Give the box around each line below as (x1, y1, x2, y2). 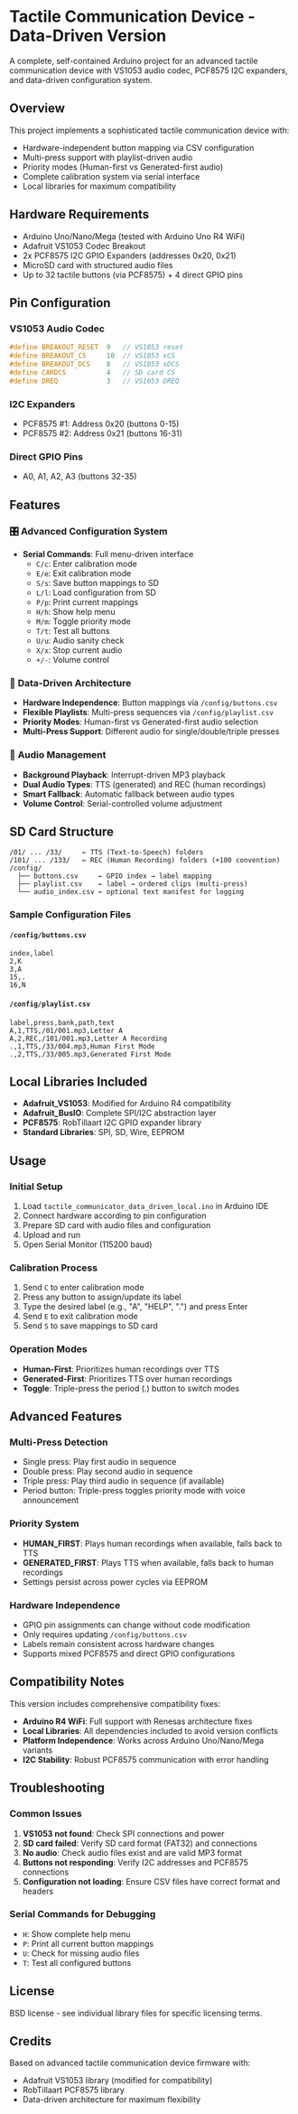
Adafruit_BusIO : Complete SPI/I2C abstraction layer (22, 1108, 217, 1119)
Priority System (9, 1517, 79, 1530)
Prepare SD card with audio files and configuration (22, 1220, 211, 1231)
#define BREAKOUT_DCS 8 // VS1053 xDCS (9, 359, 180, 368)
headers (22, 1886, 54, 1896)
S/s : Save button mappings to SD (35, 577, 160, 588)
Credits (9, 2034, 52, 2049)
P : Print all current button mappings (22, 1938, 154, 1949)
